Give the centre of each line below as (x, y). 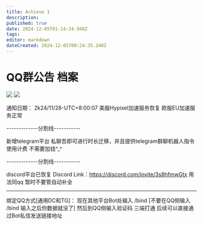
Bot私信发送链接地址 (37, 215)
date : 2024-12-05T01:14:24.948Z (47, 29)
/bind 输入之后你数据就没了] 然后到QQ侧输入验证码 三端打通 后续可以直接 (98, 208)
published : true (27, 23)
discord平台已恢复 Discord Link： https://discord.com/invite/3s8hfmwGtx (97, 174)
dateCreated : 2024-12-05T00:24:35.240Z (56, 46)
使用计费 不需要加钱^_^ (34, 148)
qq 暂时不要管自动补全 (45, 181)
